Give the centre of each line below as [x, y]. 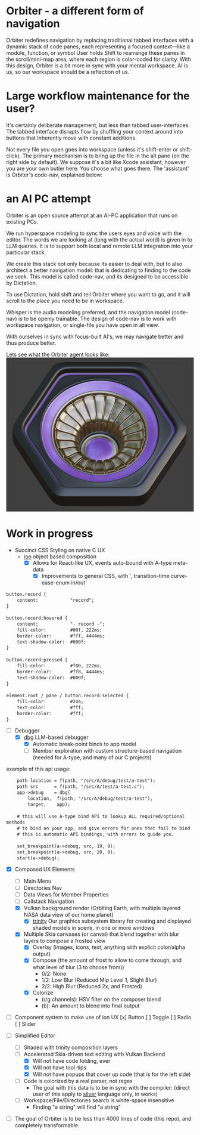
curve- [179, 576]
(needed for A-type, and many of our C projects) [92, 757]
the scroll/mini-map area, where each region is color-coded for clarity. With [99, 59]
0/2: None [54, 973]
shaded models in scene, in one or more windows [93, 928]
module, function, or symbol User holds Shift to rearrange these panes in [96, 52]
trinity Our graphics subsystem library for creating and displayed [112, 921]
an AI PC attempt [49, 199]
